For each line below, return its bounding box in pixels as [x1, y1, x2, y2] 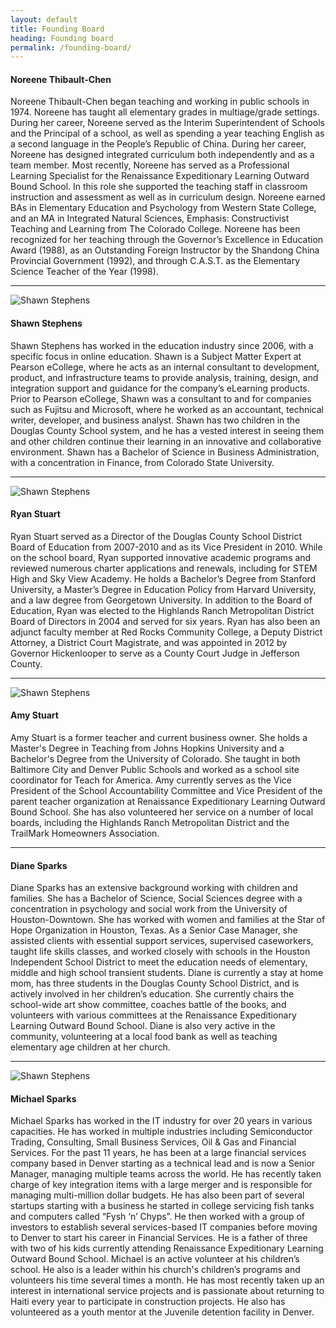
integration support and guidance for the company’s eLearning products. [10, 382, 310, 394]
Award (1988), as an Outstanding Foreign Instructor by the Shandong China [10, 244, 320, 256]
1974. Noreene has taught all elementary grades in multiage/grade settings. [10, 106, 320, 118]
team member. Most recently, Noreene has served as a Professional [10, 159, 290, 171]
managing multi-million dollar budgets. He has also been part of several [10, 1189, 305, 1201]
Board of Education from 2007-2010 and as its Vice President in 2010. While [10, 541, 323, 553]
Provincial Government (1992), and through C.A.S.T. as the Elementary [10, 255, 301, 267]
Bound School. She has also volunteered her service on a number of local [10, 806, 314, 818]
